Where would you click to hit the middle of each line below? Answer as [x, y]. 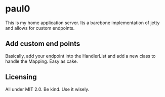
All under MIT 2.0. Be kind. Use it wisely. [47, 89]
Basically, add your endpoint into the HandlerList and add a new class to [80, 56]
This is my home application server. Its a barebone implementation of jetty [82, 23]
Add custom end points [43, 44]
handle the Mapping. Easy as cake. [42, 61]
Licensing [21, 77]
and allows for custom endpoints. [40, 28]
